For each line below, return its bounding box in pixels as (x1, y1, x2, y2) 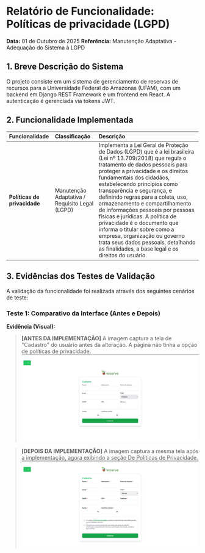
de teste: (6, 294, 29, 301)
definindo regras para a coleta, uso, (98, 193, 188, 201)
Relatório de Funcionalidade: (6, 4, 154, 18)
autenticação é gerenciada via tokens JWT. (6, 97, 115, 104)
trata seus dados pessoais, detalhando (98, 239, 196, 246)
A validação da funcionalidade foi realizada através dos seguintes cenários (6, 287, 195, 294)
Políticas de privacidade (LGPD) (6, 17, 170, 31)
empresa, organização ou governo (98, 232, 185, 240)
